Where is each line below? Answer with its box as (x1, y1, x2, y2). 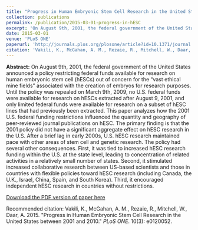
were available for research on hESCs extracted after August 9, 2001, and (6, 94, 184, 101)
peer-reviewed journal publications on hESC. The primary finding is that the (6, 119, 190, 127)
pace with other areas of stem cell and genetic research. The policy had (6, 138, 181, 145)
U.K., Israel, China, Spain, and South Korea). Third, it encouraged (6, 176, 164, 183)
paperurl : (6, 42, 31, 48)
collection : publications (6, 14, 70, 20)
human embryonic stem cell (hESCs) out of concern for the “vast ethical (6, 75, 181, 83)
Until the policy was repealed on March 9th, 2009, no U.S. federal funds (6, 88, 181, 95)
